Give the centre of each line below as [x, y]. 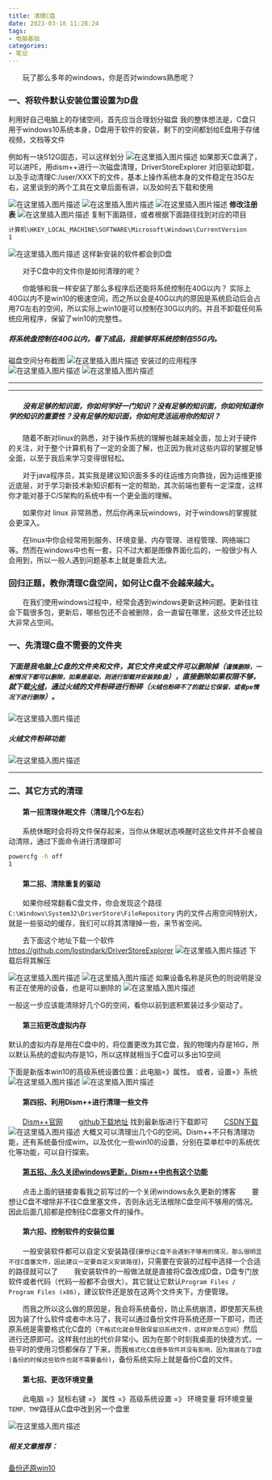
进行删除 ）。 [39, 696]
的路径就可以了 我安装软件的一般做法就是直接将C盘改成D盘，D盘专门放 [134, 1271]
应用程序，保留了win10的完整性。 [71, 319]
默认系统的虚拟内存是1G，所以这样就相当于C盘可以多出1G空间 [118, 1055]
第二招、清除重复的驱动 [62, 883]
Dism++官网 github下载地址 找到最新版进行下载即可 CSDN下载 [141, 1122]
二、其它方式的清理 [46, 791]
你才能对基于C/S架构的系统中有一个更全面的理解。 [92, 495]
